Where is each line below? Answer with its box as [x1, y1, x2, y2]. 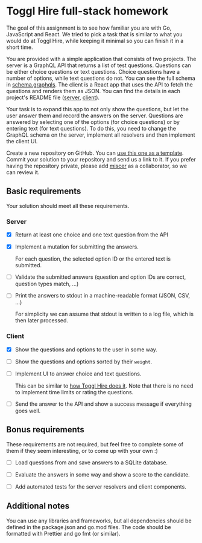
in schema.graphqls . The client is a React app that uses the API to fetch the [6, 80, 193, 88]
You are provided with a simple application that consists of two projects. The [6, 55, 197, 62]
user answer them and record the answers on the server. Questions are [6, 112, 183, 119]
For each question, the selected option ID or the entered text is [14, 255, 171, 262]
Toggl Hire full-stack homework [6, 4, 169, 18]
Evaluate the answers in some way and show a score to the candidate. [14, 470, 190, 478]
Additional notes [6, 501, 70, 512]
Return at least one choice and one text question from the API [14, 231, 169, 238]
